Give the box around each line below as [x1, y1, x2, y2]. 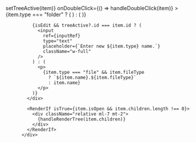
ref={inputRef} [43, 33, 81, 39]
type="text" [43, 38, 73, 44]
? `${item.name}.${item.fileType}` [48, 74, 136, 80]
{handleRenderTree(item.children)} [37, 116, 126, 122]
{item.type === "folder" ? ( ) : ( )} [5, 11, 87, 18]
